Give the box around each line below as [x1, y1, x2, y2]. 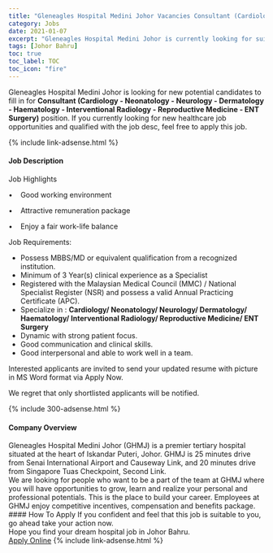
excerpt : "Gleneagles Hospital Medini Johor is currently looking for [8, 34, 253, 43]
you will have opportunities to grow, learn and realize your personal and [8, 484, 248, 494]
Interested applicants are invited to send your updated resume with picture [8, 364, 258, 373]
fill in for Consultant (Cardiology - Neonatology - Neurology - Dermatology [8, 95, 264, 106]
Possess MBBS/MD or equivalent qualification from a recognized [19, 253, 237, 263]
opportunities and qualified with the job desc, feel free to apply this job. [8, 121, 248, 131]
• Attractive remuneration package [8, 205, 131, 216]
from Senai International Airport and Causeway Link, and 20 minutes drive [8, 458, 256, 468]
